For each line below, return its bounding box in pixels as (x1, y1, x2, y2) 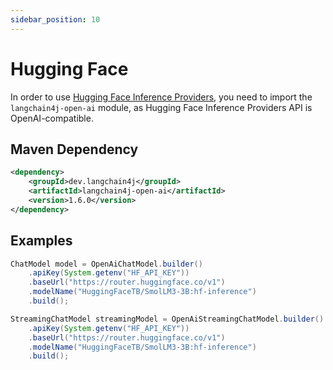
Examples (10, 232, 73, 250)
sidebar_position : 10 (10, 14, 101, 25)
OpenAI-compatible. (10, 112, 94, 124)
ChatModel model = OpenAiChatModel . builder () (10, 259, 203, 269)
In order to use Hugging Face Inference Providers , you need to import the (10, 91, 313, 103)
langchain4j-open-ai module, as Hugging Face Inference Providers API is (10, 101, 313, 113)
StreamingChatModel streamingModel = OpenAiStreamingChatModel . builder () (10, 314, 325, 324)
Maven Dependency (10, 141, 139, 158)
